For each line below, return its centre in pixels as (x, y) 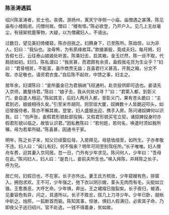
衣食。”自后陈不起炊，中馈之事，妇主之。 (91, 75)
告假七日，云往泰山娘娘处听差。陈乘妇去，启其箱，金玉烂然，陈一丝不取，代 (84, 56)
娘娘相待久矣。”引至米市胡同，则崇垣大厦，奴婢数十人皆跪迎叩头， (91, 104)
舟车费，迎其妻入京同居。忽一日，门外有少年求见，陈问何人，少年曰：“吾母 (83, 153)
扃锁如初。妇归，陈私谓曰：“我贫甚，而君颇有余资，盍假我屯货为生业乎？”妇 (84, 62)
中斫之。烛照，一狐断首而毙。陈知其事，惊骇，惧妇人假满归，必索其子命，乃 (84, 201)
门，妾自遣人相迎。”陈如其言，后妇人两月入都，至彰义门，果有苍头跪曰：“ (81, 98)
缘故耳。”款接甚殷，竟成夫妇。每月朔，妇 (119, 49)
